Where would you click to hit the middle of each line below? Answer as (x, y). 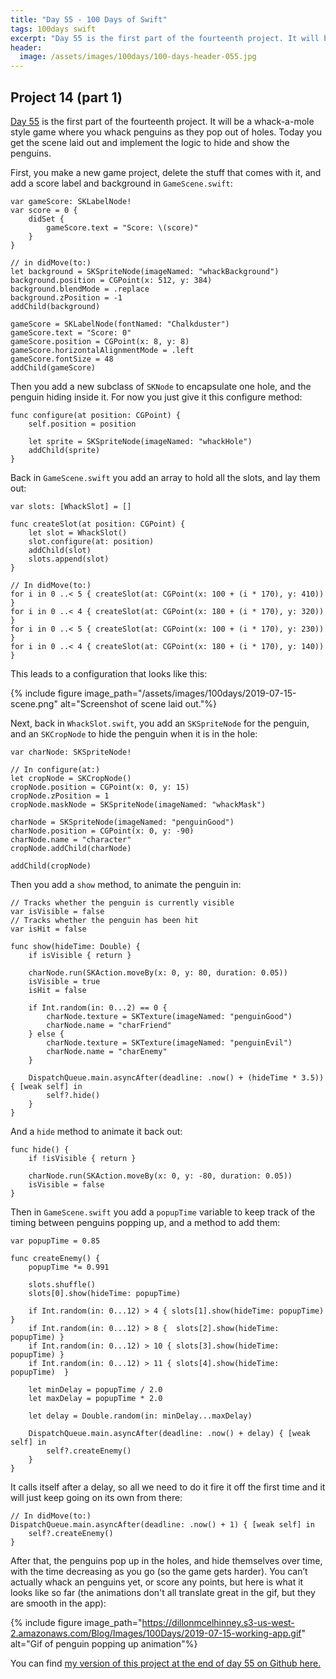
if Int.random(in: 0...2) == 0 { (98, 1007)
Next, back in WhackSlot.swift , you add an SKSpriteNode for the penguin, (160, 723)
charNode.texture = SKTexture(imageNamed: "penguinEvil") (169, 1042)
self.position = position (82, 424)
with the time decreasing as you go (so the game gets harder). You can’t (159, 1571)
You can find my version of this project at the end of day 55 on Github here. (166, 1663)
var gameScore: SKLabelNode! (71, 201)
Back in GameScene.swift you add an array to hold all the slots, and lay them (165, 477)
